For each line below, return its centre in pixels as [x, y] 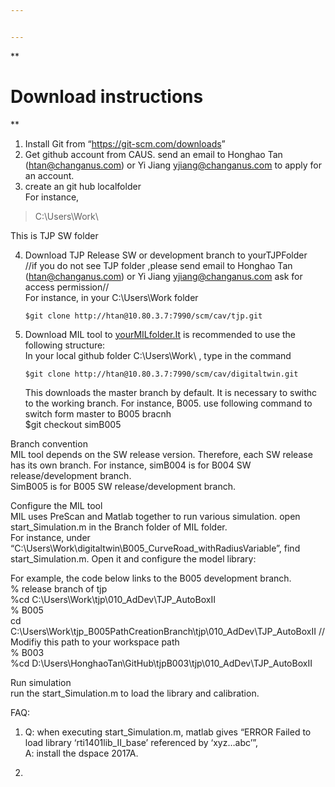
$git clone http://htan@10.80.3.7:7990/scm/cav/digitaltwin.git [161, 374]
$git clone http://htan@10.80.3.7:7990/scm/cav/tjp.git [143, 316]
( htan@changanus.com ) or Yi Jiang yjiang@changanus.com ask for [163, 276]
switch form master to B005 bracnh [98, 413]
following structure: [65, 345]
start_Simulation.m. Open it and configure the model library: [133, 558]
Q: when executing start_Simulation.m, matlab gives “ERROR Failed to [168, 732]
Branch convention [49, 443]
